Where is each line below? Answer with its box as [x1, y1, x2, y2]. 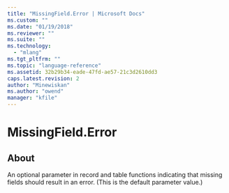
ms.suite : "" [7, 36, 45, 43]
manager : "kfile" [7, 95, 58, 102]
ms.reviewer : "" [7, 29, 54, 37]
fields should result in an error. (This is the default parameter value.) [7, 178, 203, 186]
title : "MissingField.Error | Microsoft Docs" [7, 10, 145, 17]
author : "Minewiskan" [7, 82, 71, 88]
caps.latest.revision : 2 [7, 75, 80, 82]
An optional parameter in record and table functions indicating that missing [7, 171, 223, 178]
